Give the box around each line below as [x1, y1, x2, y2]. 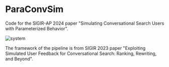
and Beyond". [5, 55, 33, 61]
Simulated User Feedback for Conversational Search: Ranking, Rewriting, [5, 50, 157, 56]
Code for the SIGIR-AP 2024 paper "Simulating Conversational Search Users [5, 20, 164, 26]
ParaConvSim [5, 4, 64, 15]
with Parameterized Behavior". [5, 25, 69, 31]
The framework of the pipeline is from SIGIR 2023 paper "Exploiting [5, 45, 146, 51]
